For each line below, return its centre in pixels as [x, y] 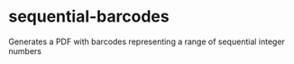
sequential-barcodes [89, 17]
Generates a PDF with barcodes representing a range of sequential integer [147, 41]
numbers [25, 50]
